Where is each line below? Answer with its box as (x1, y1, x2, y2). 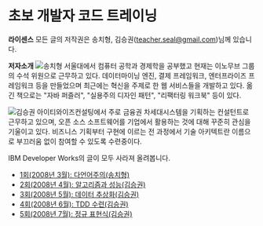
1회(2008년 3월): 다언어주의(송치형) (19, 169, 130, 179)
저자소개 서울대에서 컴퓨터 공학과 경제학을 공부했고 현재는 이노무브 (8, 60, 241, 71)
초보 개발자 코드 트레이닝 (8, 7, 158, 25)
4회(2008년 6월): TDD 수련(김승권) (19, 199, 129, 209)
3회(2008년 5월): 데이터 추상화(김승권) (19, 189, 140, 199)
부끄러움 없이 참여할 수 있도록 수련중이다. (16, 137, 143, 146)
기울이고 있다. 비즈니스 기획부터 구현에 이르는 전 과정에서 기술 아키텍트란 (8, 126, 230, 136)
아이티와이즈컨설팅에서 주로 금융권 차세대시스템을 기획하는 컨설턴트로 (36, 107, 250, 116)
